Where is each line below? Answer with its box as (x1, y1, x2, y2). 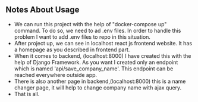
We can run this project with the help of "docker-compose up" (14, 20, 167, 27)
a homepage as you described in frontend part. (14, 46, 130, 53)
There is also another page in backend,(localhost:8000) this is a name (14, 78, 186, 85)
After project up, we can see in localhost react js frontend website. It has (14, 39, 193, 47)
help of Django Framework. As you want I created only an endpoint (14, 58, 178, 66)
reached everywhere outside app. (14, 71, 98, 78)
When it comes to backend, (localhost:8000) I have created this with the (14, 52, 191, 59)
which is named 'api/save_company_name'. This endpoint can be (14, 65, 174, 72)
